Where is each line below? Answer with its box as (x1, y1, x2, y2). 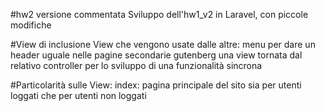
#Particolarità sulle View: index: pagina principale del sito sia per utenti (10, 79, 302, 91)
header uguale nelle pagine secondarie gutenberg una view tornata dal (10, 49, 303, 61)
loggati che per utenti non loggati (10, 90, 147, 101)
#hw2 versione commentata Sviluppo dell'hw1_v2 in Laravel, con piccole (10, 9, 309, 20)
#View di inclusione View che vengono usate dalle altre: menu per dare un (10, 39, 316, 50)
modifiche (10, 19, 52, 31)
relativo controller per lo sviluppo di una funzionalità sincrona (10, 60, 263, 71)
